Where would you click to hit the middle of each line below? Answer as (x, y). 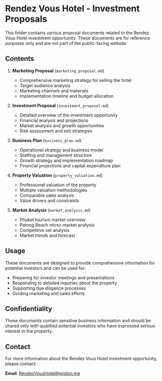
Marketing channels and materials (54, 91)
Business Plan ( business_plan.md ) (47, 140)
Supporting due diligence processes (49, 288)
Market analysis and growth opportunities (62, 125)
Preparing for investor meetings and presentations (63, 277)
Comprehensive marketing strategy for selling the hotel (75, 80)
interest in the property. (29, 331)
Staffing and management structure (56, 155)
